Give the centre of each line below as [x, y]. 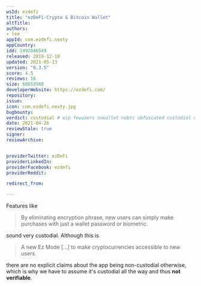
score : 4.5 [20, 73]
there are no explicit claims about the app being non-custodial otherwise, [96, 265]
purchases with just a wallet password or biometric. [84, 224]
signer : [16, 135]
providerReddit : [26, 173]
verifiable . [19, 278]
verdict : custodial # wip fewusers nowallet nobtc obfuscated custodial [99, 118]
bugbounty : [20, 112]
